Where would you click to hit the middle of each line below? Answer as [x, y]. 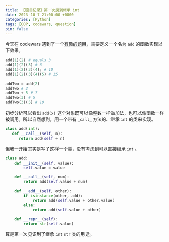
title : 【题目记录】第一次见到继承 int [43, 10]
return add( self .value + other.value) [74, 200]
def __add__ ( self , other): [43, 191]
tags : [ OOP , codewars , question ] [41, 24]
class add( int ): [22, 129]
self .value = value [44, 168]
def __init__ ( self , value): [44, 163]
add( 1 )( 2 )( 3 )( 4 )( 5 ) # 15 [32, 74]
